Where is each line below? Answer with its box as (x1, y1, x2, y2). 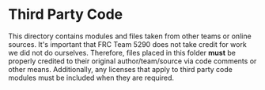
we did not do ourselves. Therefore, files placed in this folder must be (8, 48, 236, 57)
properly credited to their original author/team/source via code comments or (8, 56, 257, 66)
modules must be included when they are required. (8, 73, 174, 82)
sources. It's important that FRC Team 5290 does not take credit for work (8, 39, 247, 49)
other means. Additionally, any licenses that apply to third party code (8, 64, 233, 74)
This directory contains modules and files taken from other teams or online (8, 31, 252, 41)
